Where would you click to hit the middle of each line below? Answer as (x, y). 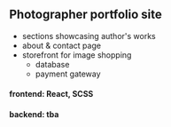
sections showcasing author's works (89, 36)
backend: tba (34, 114)
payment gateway (68, 74)
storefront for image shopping (77, 55)
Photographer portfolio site (85, 15)
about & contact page (62, 45)
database (52, 64)
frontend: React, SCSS (51, 94)
